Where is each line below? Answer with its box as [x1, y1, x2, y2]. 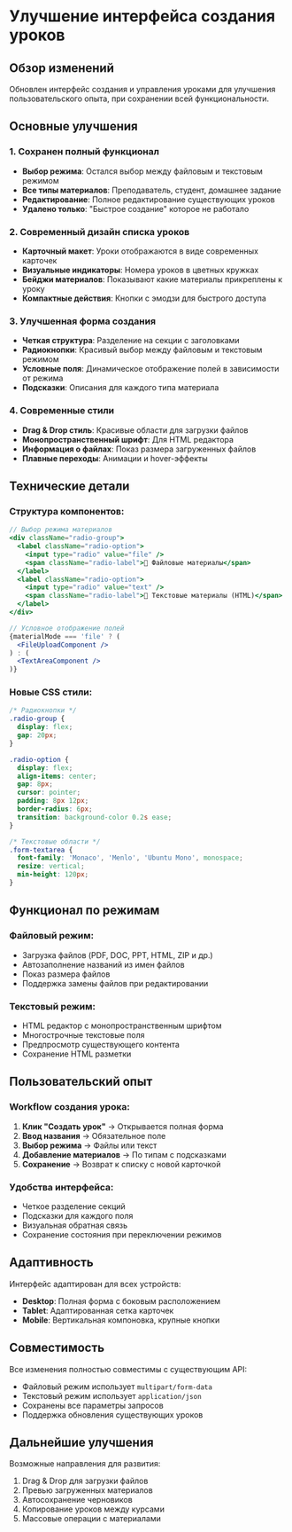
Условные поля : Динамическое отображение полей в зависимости [21, 364, 280, 374]
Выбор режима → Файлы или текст [21, 1140, 158, 1151]
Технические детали [9, 478, 130, 493]
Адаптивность [9, 1255, 95, 1270]
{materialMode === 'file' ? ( [9, 632, 121, 640]
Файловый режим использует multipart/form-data [21, 1381, 212, 1392]
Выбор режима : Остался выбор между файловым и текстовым [21, 166, 264, 177]
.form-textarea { [9, 845, 73, 854]
